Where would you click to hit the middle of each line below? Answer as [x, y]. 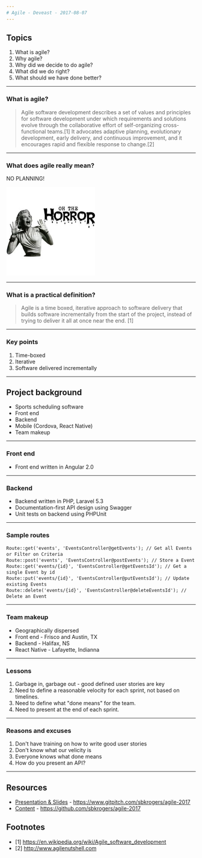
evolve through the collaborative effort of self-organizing [91, 125]
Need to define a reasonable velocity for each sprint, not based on [97, 690]
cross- [171, 125]
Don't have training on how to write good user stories [81, 744]
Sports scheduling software [49, 407]
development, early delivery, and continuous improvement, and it [101, 138]
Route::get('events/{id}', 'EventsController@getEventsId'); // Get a [96, 566]
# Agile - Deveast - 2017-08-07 [47, 13]
